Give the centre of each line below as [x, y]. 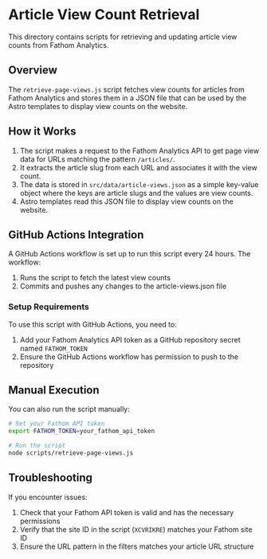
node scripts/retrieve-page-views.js [71, 453]
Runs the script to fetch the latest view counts [95, 278]
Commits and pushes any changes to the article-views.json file [123, 286]
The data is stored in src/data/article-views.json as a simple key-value [139, 184]
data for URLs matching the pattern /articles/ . [97, 159]
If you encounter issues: [48, 497]
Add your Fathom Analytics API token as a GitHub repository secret [130, 339]
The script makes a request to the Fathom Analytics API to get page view [139, 150]
